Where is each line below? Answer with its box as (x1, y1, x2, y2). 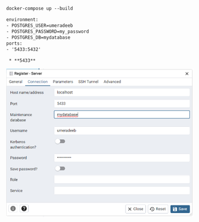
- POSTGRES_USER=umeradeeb (6, 23, 73, 29)
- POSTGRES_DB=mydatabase (6, 35, 70, 40)
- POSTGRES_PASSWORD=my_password (6, 29, 89, 35)
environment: (6, 17, 39, 23)
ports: (6, 40, 23, 46)
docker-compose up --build (6, 5, 73, 11)
